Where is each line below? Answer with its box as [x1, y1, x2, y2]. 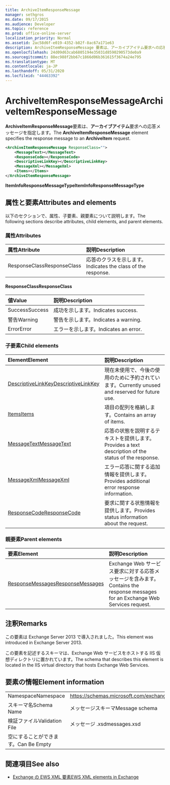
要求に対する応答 [113, 567, 155, 574]
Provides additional [104, 477, 150, 484]
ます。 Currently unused [104, 382, 161, 389]
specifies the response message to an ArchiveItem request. [5, 135, 131, 141]
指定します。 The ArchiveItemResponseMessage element [27, 130, 148, 136]
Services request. [108, 601, 151, 608]
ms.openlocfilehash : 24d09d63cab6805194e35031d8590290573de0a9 [5, 50, 142, 55]
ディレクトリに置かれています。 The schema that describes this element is [9, 656, 164, 662]
